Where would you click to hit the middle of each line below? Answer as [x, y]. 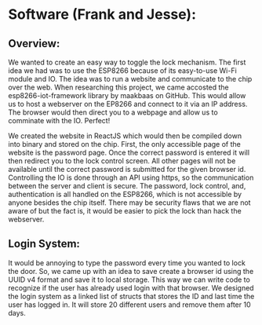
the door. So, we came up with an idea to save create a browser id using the [131, 271]
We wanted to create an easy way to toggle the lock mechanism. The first [127, 62]
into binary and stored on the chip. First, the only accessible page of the [124, 144]
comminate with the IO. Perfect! [59, 121]
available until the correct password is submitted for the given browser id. [127, 169]
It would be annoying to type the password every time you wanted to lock [127, 263]
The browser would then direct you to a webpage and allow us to [113, 112]
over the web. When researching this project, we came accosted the [118, 87]
